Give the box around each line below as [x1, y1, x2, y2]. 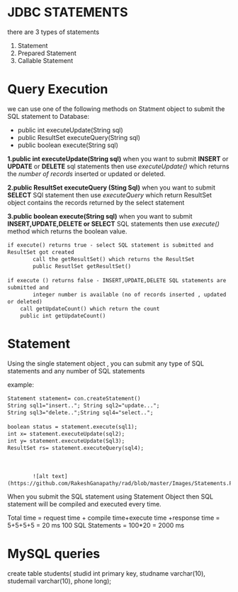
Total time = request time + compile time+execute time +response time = [7, 513, 220, 522]
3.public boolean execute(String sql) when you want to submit [7, 211, 193, 220]
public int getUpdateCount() [20, 312, 106, 319]
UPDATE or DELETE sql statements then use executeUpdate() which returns [7, 162, 229, 170]
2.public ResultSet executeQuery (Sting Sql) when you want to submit [7, 183, 216, 192]
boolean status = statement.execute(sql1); [7, 423, 138, 430]
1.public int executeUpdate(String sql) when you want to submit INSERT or [7, 154, 229, 163]
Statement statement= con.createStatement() [7, 395, 141, 402]
